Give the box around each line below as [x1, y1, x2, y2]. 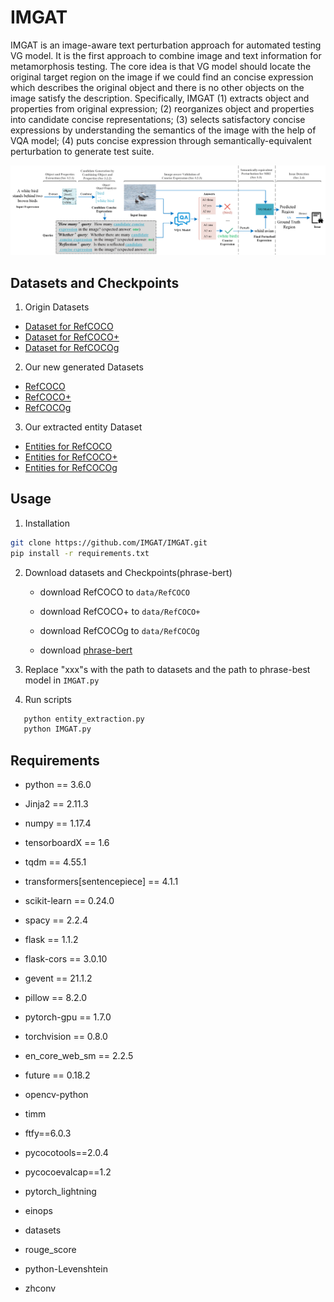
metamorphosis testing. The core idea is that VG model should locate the [10, 60, 312, 72]
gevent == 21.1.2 [24, 972, 93, 985]
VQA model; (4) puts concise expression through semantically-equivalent [10, 134, 312, 146]
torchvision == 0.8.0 [24, 1031, 108, 1043]
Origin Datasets [24, 301, 90, 313]
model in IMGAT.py [24, 674, 100, 686]
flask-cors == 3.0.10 [24, 953, 108, 965]
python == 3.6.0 [24, 779, 92, 791]
